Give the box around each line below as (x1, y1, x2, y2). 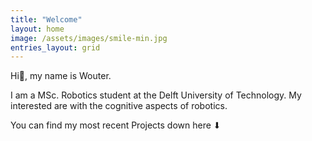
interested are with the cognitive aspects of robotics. (10, 100, 228, 112)
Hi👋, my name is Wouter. (10, 70, 112, 82)
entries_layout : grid (10, 42, 101, 53)
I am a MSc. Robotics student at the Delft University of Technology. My (10, 89, 302, 101)
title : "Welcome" (10, 14, 83, 25)
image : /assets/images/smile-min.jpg (10, 33, 168, 43)
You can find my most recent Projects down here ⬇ (10, 119, 222, 131)
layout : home (10, 24, 65, 34)
